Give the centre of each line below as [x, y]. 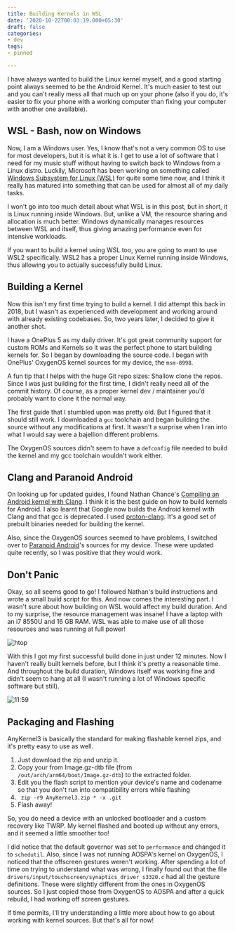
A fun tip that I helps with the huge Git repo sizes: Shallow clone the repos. [115, 376]
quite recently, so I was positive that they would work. [85, 553]
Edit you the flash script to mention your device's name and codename [120, 782]
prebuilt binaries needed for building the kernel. [76, 524]
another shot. [27, 326]
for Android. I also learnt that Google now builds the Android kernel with [111, 509]
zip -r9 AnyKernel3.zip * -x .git [71, 797]
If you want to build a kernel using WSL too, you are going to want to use [112, 249]
